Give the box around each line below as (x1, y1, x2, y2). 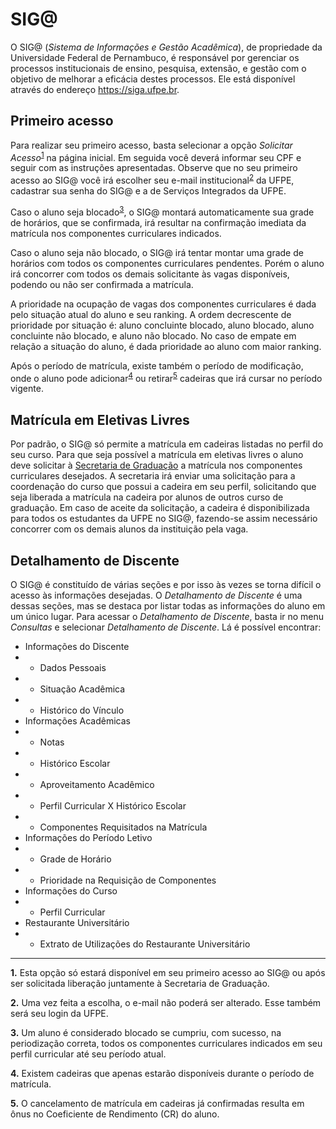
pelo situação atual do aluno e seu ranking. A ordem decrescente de (10, 308, 292, 320)
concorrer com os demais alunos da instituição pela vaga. (10, 523, 249, 535)
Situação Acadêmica (39, 683, 126, 695)
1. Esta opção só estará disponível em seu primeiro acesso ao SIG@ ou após (10, 967, 326, 978)
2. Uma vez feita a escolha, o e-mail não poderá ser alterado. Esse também (10, 997, 322, 1008)
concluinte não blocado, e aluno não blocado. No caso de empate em (10, 329, 297, 342)
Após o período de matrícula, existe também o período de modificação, (10, 359, 304, 372)
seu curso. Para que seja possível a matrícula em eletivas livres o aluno (10, 449, 304, 461)
